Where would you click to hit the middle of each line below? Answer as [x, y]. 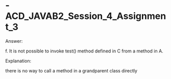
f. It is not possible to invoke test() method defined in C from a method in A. [84, 51]
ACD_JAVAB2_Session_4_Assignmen [86, 16]
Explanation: [18, 61]
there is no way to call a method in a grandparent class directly [71, 70]
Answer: [14, 41]
